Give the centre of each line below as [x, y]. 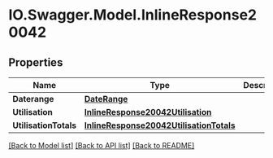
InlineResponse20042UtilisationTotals [160, 125]
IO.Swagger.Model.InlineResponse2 [133, 15]
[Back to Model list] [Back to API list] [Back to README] [102, 145]
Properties [36, 62]
